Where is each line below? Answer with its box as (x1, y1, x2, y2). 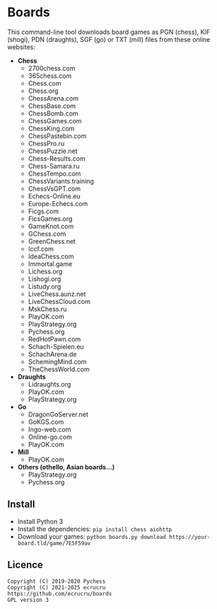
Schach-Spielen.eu (28, 342, 84, 351)
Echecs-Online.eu (28, 192, 81, 200)
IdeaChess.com (28, 252, 74, 261)
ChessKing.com (28, 124, 75, 132)
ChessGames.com (28, 116, 82, 125)
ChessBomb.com (28, 109, 79, 118)
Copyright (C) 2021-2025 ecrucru (7, 584, 106, 591)
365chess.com (28, 72, 72, 80)
